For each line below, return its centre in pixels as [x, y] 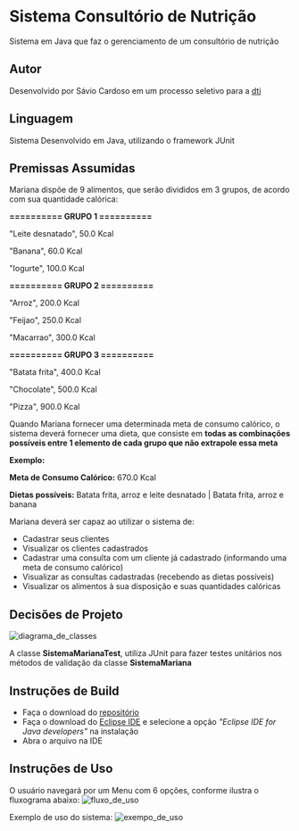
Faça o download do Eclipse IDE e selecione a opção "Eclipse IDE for [149, 722]
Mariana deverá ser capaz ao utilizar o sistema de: [102, 522]
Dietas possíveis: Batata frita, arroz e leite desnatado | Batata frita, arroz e [146, 495]
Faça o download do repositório [81, 712]
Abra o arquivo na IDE [62, 741]
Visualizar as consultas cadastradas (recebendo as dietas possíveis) [148, 577]
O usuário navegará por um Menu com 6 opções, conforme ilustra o [134, 790]
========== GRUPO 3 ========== [82, 355]
